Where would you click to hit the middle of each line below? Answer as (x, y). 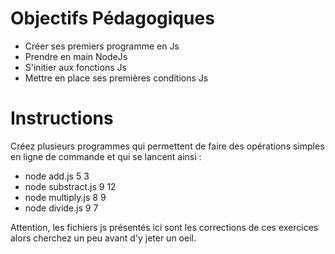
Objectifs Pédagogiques (112, 18)
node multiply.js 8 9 (65, 197)
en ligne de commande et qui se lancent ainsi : (106, 156)
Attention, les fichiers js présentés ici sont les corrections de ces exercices (164, 227)
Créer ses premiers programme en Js (102, 46)
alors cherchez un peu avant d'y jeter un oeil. (103, 238)
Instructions (62, 118)
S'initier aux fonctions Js (75, 67)
